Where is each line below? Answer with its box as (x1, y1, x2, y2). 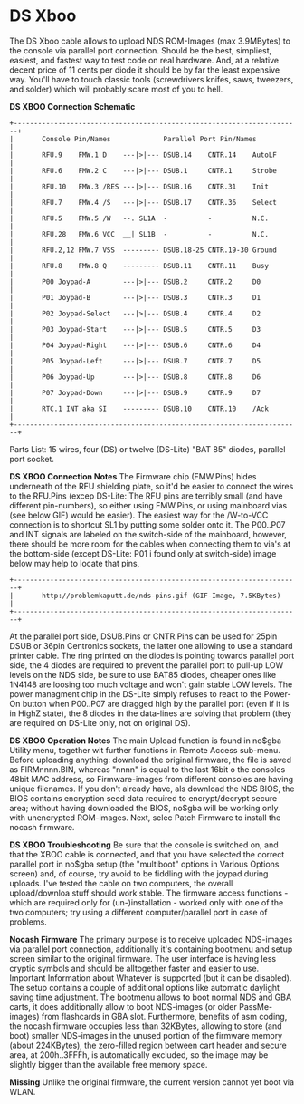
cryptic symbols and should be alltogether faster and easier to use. (9, 963, 260, 973)
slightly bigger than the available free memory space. (9, 1059, 208, 1070)
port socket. (9, 453, 54, 464)
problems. (9, 916, 47, 927)
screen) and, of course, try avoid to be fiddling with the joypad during (9, 867, 269, 879)
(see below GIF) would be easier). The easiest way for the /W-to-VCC (9, 509, 269, 520)
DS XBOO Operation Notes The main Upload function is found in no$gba (9, 735, 282, 746)
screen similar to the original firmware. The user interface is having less (9, 953, 277, 964)
